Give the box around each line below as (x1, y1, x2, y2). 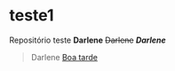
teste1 (9, 5, 55, 26)
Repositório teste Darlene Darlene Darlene (9, 35, 166, 45)
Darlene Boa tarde (30, 51, 98, 62)
